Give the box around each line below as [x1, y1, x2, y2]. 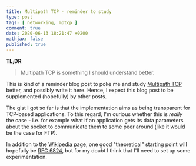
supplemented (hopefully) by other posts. [6, 92, 107, 100]
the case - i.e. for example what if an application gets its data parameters [6, 117, 184, 124]
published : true [6, 42, 46, 48]
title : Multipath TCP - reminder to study [6, 8, 112, 15]
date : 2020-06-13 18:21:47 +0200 [6, 31, 88, 36]
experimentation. [6, 153, 47, 160]
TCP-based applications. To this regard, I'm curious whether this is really [6, 110, 183, 118]
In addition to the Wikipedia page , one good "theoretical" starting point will [6, 141, 187, 148]
